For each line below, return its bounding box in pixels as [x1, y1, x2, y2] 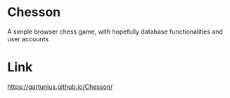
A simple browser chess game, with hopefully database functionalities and [7, 27, 224, 36]
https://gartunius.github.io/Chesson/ [7, 82, 113, 91]
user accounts [7, 34, 49, 43]
